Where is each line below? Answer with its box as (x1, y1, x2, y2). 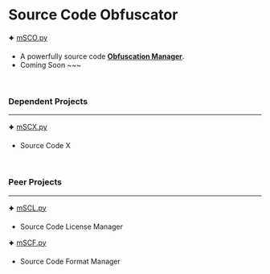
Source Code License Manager (19, 222, 123, 231)
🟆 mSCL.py (8, 203, 47, 213)
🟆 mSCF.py (8, 238, 47, 247)
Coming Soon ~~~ (19, 60, 82, 69)
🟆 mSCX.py (8, 122, 48, 132)
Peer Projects (8, 176, 63, 188)
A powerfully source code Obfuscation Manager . (19, 51, 185, 61)
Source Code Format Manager (19, 256, 121, 266)
